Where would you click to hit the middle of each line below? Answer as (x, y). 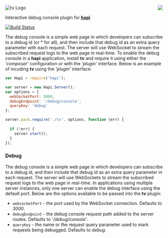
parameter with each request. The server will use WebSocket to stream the (82, 47)
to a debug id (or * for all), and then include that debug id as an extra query (82, 42)
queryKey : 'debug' (29, 106)
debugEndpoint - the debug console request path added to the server (83, 214)
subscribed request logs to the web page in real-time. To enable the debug (82, 53)
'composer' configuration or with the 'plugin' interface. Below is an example (83, 64)
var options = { (22, 92)
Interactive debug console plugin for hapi (48, 17)
